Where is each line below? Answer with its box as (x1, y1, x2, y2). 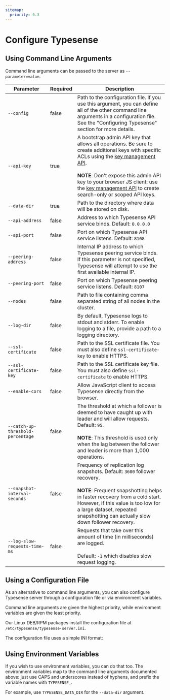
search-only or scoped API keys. (77, 191, 156, 198)
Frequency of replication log (77, 461, 144, 468)
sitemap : (5, 7, 24, 13)
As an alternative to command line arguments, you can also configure (5, 589, 150, 595)
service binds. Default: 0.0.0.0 (77, 220, 150, 227)
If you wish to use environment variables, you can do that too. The (5, 663, 143, 670)
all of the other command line (77, 106, 147, 113)
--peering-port (8, 280, 45, 286)
